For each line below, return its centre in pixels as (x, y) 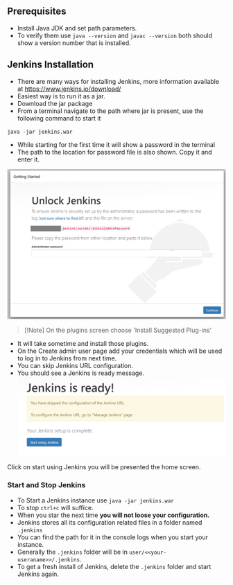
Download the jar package (55, 103)
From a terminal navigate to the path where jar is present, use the (110, 111)
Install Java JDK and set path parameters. (77, 28)
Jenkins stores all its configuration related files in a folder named (110, 522)
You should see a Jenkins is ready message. (80, 373)
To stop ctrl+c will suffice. (55, 507)
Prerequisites (37, 11)
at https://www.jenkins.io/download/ (69, 89)
